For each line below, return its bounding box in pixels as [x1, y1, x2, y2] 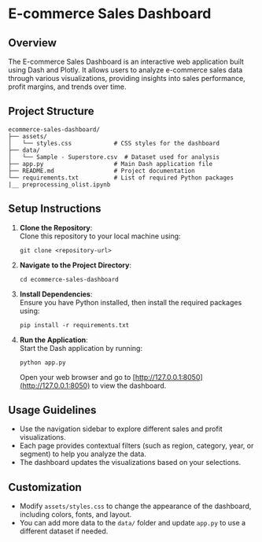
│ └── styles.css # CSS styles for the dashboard [8, 139, 220, 147]
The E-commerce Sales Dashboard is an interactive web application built [8, 57, 244, 66]
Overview [8, 36, 57, 50]
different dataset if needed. [19, 526, 109, 536]
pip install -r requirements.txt [19, 321, 130, 329]
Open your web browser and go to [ [19, 372, 136, 382]
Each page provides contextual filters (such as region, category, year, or [19, 441, 254, 451]
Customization [8, 481, 83, 494]
